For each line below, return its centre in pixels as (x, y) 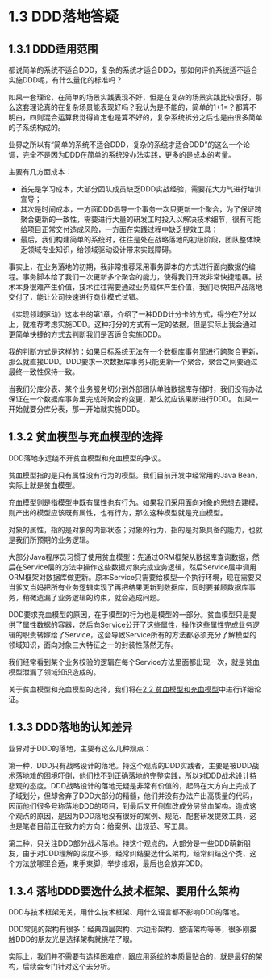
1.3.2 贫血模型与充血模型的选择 (85, 437)
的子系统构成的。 (37, 127)
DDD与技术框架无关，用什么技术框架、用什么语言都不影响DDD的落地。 (126, 912)
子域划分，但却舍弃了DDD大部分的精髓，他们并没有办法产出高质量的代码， (133, 796)
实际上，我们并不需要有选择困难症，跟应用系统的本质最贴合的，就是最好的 (132, 956)
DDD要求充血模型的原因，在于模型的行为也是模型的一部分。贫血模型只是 (129, 614)
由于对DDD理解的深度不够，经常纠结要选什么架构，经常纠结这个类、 (136, 853)
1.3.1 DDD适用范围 (53, 49)
